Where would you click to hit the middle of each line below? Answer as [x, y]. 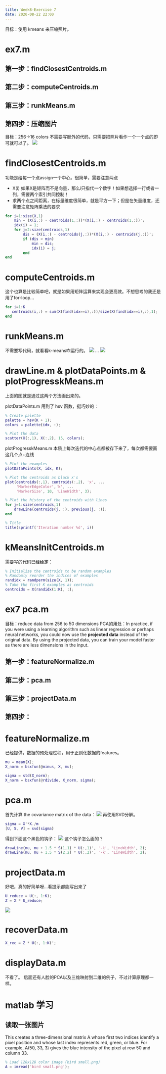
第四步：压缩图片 [31, 124]
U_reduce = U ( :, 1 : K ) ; [28, 896]
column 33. [17, 1053]
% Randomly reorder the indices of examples [52, 576]
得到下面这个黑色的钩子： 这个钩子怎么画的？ [54, 838]
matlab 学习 [29, 1005]
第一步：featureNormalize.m [50, 662]
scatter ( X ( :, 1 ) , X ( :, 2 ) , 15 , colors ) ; [45, 439]
